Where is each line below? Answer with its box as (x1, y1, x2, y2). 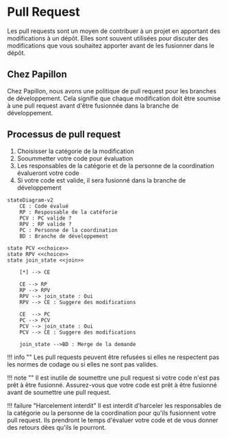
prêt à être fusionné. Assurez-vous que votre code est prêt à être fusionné (7, 380, 217, 389)
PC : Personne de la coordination (19, 227, 118, 233)
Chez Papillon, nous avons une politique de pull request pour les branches (7, 87, 217, 95)
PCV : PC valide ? (19, 214, 72, 222)
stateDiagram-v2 (7, 196, 53, 203)
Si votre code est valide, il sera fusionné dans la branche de (16, 176, 186, 184)
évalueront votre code (16, 169, 80, 177)
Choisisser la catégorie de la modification (16, 147, 135, 155)
